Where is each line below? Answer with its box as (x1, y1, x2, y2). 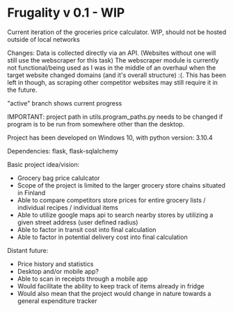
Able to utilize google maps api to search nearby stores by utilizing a (17, 211, 214, 219)
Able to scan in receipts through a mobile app (17, 274, 148, 283)
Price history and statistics (17, 259, 94, 268)
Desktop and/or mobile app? (17, 267, 99, 275)
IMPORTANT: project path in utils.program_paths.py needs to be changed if (7, 113, 223, 121)
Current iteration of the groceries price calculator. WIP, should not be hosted (7, 28, 227, 36)
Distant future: (7, 246, 49, 254)
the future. (7, 85, 38, 94)
